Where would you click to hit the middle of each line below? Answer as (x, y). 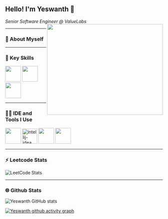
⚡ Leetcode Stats (26, 160)
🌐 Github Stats (23, 190)
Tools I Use (19, 120)
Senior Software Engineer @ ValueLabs (46, 21)
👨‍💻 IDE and (19, 113)
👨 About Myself (24, 39)
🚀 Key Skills (19, 58)
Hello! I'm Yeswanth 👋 (40, 9)
